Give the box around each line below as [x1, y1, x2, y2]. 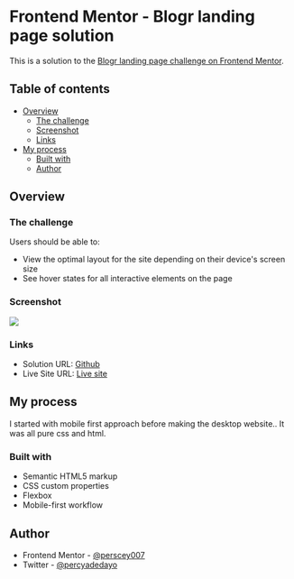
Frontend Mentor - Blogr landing [9, 6, 255, 27]
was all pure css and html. [9, 427, 106, 438]
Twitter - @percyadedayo [22, 559, 118, 570]
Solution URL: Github [22, 359, 101, 370]
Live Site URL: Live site [22, 368, 108, 380]
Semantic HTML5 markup [22, 471, 118, 482]
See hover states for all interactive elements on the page [22, 273, 233, 284]
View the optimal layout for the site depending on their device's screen [22, 254, 286, 265]
